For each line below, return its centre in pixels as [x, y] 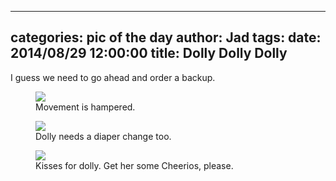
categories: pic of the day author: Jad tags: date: [166, 37]
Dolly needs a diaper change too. [103, 136]
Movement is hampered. [85, 107]
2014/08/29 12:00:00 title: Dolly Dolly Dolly [149, 53]
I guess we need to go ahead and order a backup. [113, 77]
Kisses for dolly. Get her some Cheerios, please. [134, 165]
